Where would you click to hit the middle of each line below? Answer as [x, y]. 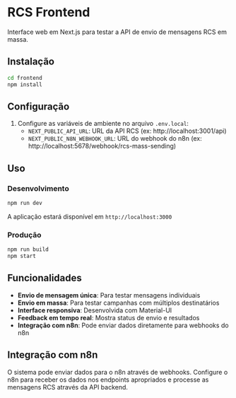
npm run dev [25, 203]
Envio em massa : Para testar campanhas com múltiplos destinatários [118, 303]
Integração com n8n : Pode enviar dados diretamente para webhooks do [123, 325]
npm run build [28, 250]
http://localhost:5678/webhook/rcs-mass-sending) [102, 146]
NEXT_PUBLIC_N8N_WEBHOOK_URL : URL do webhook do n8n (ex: [115, 139]
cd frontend [25, 78]
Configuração [39, 106]
